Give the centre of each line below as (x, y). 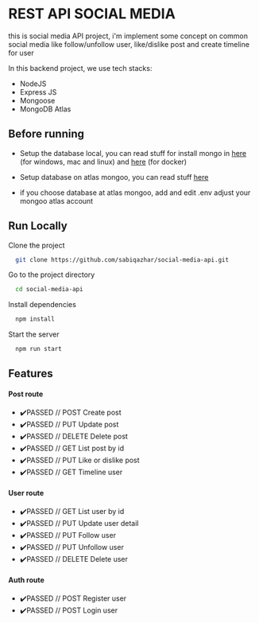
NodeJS (33, 84)
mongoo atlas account (56, 201)
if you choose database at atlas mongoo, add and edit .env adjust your (135, 193)
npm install (35, 319)
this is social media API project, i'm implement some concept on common (128, 36)
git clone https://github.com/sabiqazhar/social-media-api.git (122, 259)
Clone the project (37, 245)
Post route (26, 394)
